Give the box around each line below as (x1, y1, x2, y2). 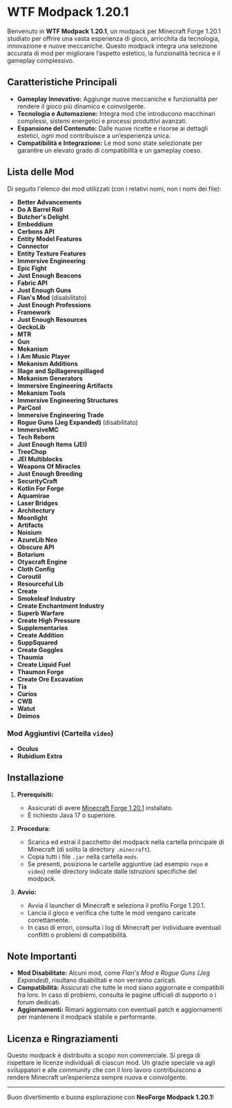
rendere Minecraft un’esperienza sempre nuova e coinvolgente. (7, 1073, 188, 1082)
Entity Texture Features (17, 249, 86, 258)
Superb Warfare (17, 609, 64, 617)
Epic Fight (17, 264, 47, 272)
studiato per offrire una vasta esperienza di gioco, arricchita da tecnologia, (7, 34, 220, 42)
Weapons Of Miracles (17, 462, 81, 470)
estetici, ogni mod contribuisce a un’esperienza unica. (17, 131, 171, 140)
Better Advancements (17, 198, 82, 206)
